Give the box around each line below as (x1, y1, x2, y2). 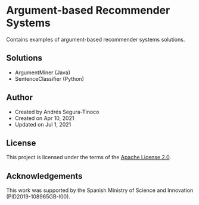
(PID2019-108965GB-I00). (6, 193, 70, 200)
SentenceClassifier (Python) (14, 75, 85, 82)
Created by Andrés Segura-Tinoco (14, 108, 99, 115)
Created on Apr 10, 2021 (14, 114, 74, 122)
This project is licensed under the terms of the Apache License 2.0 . (6, 154, 172, 161)
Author (6, 93, 33, 103)
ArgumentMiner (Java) (14, 69, 70, 76)
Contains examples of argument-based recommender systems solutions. (6, 36, 185, 43)
